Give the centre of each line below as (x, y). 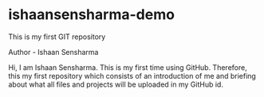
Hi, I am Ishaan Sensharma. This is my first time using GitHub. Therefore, (128, 67)
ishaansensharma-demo (92, 15)
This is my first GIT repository (57, 37)
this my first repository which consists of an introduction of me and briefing (132, 76)
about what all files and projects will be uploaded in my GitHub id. (116, 84)
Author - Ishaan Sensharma (53, 52)
